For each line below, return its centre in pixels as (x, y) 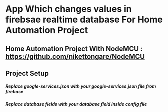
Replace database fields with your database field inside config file (76, 104)
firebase (15, 91)
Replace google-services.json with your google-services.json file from (81, 86)
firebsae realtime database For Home (84, 20)
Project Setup (27, 73)
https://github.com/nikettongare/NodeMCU (75, 57)
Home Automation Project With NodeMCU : (74, 49)
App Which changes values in (69, 9)
